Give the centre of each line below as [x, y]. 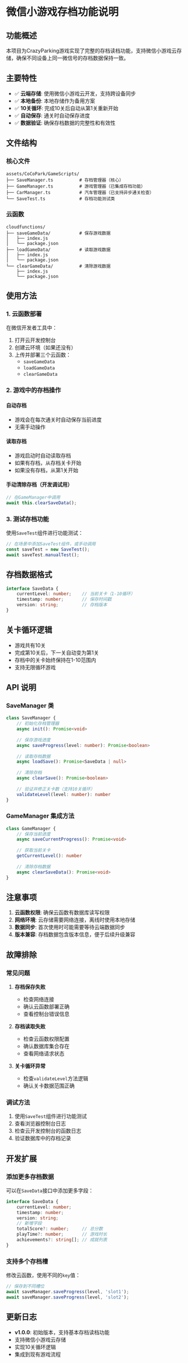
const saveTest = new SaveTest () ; [48, 549]
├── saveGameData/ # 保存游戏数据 [58, 233]
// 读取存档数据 [34, 756]
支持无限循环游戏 [35, 667]
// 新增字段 [29, 1223]
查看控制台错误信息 [46, 1014]
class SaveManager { [31, 718]
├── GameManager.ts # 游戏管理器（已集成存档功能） [76, 186]
